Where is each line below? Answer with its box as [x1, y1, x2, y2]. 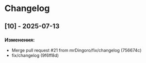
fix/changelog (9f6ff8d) [11, 52, 59, 58]
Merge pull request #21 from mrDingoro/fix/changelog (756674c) [11, 47, 142, 53]
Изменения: [4, 37, 35, 43]
